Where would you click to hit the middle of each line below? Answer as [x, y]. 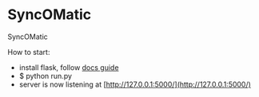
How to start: [29, 52]
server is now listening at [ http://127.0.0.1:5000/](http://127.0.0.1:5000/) [135, 84]
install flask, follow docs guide [69, 67]
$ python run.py [46, 76]
